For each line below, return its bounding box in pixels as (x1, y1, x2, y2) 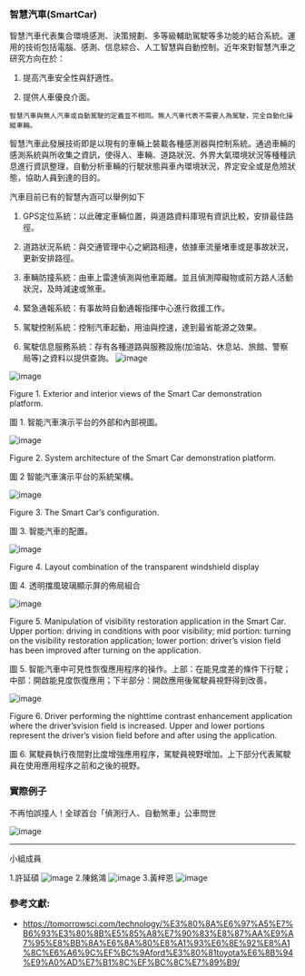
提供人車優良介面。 (22, 92, 95, 103)
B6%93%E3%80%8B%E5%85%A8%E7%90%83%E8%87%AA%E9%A (22, 928, 294, 939)
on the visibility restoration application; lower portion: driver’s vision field (9, 636, 281, 646)
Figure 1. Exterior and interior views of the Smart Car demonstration (9, 389, 262, 399)
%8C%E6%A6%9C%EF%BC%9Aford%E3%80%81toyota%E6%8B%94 (22, 947, 293, 958)
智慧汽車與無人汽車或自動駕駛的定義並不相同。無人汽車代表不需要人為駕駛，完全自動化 (9, 112, 287, 121)
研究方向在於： (9, 53, 65, 64)
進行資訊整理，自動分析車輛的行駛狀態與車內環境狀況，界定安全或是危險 (16, 161, 288, 172)
